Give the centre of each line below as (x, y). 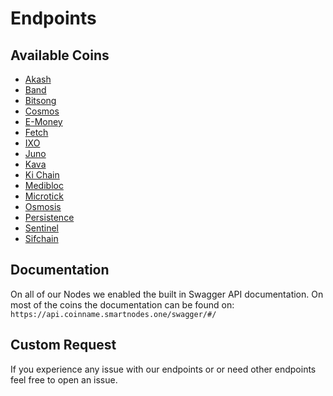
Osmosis (43, 206)
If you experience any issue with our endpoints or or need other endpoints (163, 369)
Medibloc (44, 185)
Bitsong (40, 100)
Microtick (44, 196)
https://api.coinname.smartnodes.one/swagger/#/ (113, 314)
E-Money (43, 121)
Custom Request (63, 345)
